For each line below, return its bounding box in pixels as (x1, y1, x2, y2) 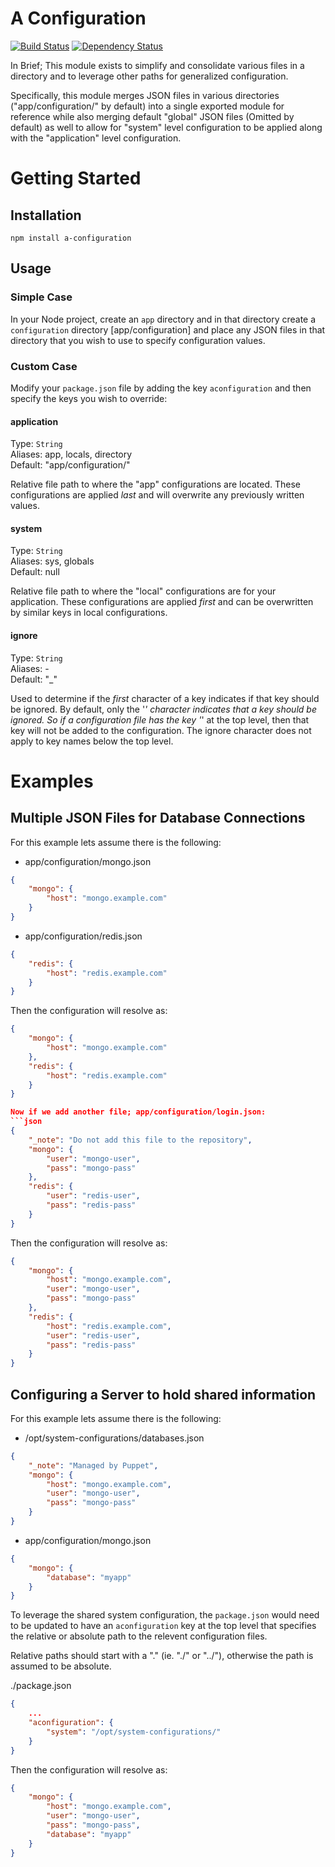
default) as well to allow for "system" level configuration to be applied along (10, 121, 323, 133)
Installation (10, 207, 82, 224)
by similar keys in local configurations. (10, 607, 168, 619)
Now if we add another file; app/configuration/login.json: (10, 1107, 267, 1117)
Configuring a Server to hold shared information (10, 1386, 317, 1403)
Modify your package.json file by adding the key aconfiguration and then (10, 382, 312, 394)
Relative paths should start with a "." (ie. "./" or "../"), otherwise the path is (10, 1650, 314, 1662)
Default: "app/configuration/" (10, 459, 131, 471)
